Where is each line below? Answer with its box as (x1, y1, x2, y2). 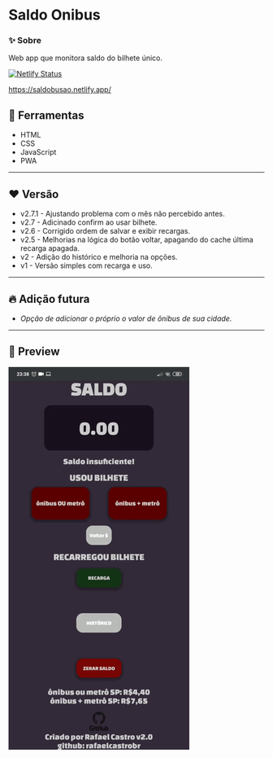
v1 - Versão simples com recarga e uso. (19, 261, 153, 270)
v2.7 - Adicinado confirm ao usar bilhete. (19, 217, 158, 227)
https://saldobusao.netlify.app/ (8, 85, 111, 94)
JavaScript (19, 147, 57, 157)
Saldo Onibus (8, 6, 101, 24)
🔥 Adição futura (8, 291, 90, 306)
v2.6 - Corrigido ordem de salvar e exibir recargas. (19, 226, 191, 236)
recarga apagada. (19, 243, 80, 253)
